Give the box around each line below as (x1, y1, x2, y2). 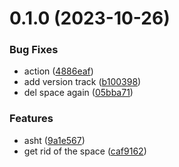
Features (9, 112, 54, 126)
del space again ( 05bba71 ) (23, 87, 134, 99)
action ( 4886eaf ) (23, 65, 94, 77)
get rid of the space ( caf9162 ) (23, 145, 147, 157)
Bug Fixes (9, 43, 59, 57)
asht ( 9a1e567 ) (23, 134, 86, 146)
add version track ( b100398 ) (23, 76, 142, 88)
